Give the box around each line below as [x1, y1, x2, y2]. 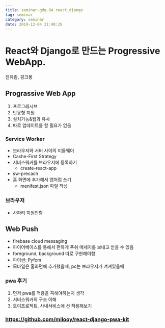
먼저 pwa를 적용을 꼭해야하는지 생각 [12, 290, 85, 296]
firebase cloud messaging [12, 238, 68, 244]
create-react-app [20, 165, 57, 171]
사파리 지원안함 [12, 210, 43, 216]
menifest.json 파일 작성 [20, 183, 68, 189]
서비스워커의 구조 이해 [12, 296, 57, 302]
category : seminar [5, 17, 44, 22]
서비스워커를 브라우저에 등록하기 [12, 159, 77, 166]
